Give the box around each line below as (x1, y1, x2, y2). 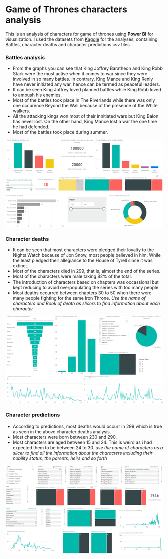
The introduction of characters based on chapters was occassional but (12, 279, 159, 285)
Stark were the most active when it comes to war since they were (12, 71, 148, 77)
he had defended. (12, 124, 50, 130)
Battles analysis (5, 54, 45, 61)
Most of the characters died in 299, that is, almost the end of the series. (12, 268, 161, 274)
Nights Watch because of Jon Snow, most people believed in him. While (12, 252, 161, 258)
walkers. (12, 108, 30, 114)
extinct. (12, 263, 29, 269)
